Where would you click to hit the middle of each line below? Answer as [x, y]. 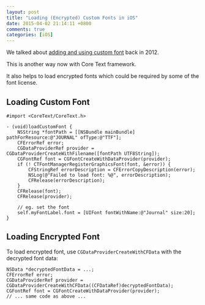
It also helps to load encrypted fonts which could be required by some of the [103, 76]
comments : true [26, 29]
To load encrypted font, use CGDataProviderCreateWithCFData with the [94, 252]
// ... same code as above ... [46, 296]
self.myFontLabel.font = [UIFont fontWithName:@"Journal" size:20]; [106, 212]
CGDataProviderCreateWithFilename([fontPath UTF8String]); [83, 153]
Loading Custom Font [48, 102]
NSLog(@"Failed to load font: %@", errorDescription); [100, 175]
